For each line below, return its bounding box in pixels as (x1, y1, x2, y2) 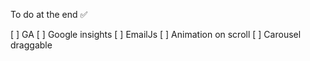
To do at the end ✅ (10, 9, 88, 20)
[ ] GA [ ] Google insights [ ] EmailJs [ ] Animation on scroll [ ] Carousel (10, 29, 302, 40)
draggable (10, 39, 53, 51)
